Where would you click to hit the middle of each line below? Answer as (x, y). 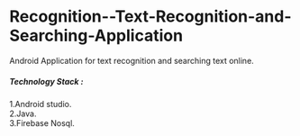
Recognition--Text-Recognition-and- (150, 17)
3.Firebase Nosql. (42, 122)
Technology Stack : (46, 81)
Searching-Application (96, 36)
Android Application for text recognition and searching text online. (132, 60)
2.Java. (23, 113)
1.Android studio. (41, 104)
